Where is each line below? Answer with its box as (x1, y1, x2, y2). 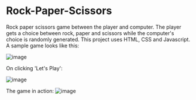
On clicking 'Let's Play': (6, 64, 63, 71)
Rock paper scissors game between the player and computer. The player (6, 23, 181, 30)
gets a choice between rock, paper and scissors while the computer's (6, 29, 174, 36)
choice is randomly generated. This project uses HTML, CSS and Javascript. (6, 36, 190, 43)
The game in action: (6, 87, 54, 94)
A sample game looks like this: (6, 42, 80, 49)
